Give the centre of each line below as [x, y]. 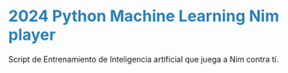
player [32, 35]
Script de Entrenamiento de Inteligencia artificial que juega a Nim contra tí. [144, 59]
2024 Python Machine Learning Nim [144, 16]
